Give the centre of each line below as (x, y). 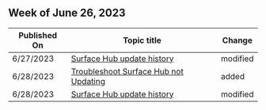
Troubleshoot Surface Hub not (127, 71)
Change (237, 40)
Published (38, 35)
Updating (88, 81)
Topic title (142, 40)
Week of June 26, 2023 (67, 13)
